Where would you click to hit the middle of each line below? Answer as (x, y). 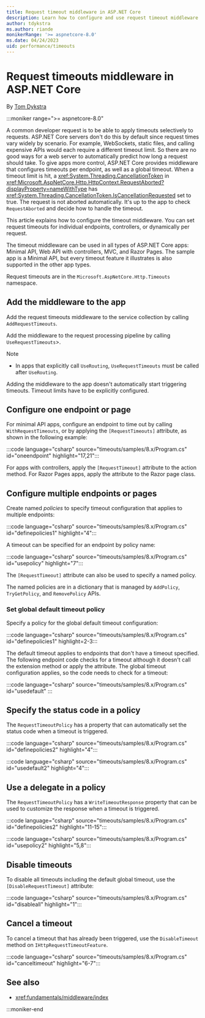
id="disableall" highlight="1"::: (44, 904)
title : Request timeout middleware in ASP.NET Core (73, 12)
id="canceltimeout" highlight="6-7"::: (54, 963)
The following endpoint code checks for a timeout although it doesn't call (99, 660)
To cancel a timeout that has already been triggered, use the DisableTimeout (102, 938)
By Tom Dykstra (27, 106)
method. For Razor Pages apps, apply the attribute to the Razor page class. (101, 474)
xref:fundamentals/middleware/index (62, 997)
